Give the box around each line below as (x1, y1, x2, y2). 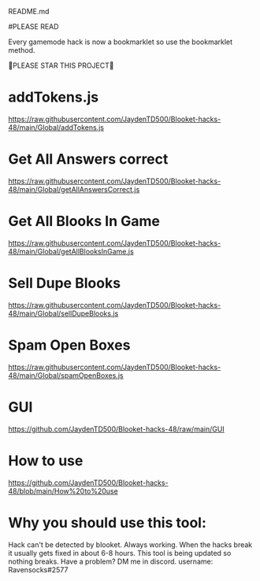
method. (8, 46, 35, 54)
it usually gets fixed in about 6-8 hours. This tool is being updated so (8, 548, 232, 557)
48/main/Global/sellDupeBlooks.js (8, 309, 119, 318)
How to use (8, 452, 84, 469)
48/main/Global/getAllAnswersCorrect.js (8, 184, 140, 194)
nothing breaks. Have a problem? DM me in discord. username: (8, 557, 214, 566)
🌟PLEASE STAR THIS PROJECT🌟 (8, 61, 114, 70)
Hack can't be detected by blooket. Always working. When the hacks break (8, 539, 253, 550)
